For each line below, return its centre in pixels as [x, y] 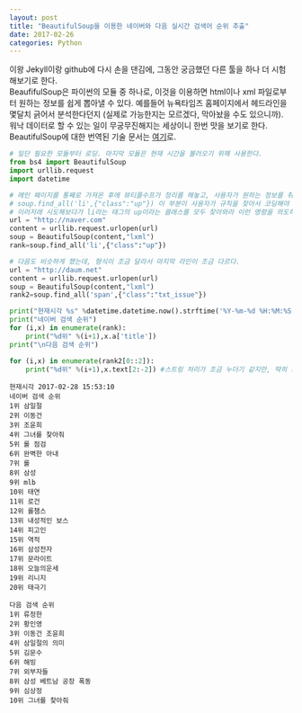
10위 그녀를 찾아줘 [39, 701]
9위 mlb [22, 483]
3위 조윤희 [26, 425]
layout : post [34, 18]
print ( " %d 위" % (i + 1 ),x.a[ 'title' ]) [91, 336]
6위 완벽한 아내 [34, 454]
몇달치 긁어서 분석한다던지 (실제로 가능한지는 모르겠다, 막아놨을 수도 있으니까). [147, 114]
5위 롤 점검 [28, 445]
